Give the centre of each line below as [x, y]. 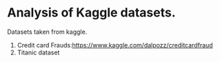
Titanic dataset [38, 52]
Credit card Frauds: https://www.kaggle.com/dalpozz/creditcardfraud [115, 45]
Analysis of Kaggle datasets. [91, 13]
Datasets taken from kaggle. [47, 32]
